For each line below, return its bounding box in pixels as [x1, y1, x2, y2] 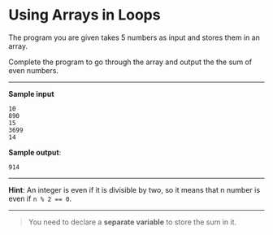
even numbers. [8, 65, 59, 75]
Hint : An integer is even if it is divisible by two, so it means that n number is [8, 185, 261, 194]
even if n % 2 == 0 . [8, 194, 72, 203]
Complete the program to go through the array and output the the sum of [8, 57, 253, 67]
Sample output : [8, 147, 62, 157]
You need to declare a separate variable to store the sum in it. [28, 217, 237, 227]
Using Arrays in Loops [8, 6, 161, 24]
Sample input [8, 89, 54, 98]
